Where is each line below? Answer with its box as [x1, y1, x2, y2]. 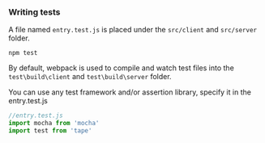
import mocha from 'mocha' [8, 120, 100, 128]
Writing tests [8, 6, 61, 18]
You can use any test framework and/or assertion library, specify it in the [8, 87, 251, 97]
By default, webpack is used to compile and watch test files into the [8, 63, 235, 73]
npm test [8, 49, 38, 57]
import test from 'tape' [8, 127, 92, 135]
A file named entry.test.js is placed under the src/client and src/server [8, 25, 258, 35]
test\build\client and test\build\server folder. [8, 72, 172, 82]
